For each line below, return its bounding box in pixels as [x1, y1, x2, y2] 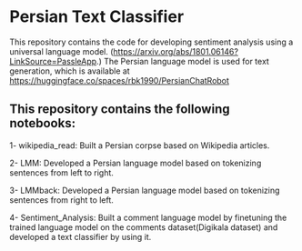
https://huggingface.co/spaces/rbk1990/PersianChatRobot [9, 75, 230, 85]
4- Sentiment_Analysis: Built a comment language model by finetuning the [9, 212, 287, 223]
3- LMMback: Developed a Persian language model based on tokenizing [9, 185, 280, 196]
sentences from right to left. [9, 194, 114, 206]
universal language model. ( [9, 45, 114, 56]
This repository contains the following [9, 102, 230, 117]
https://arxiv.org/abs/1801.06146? [113, 45, 239, 56]
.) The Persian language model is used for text [96, 55, 270, 66]
